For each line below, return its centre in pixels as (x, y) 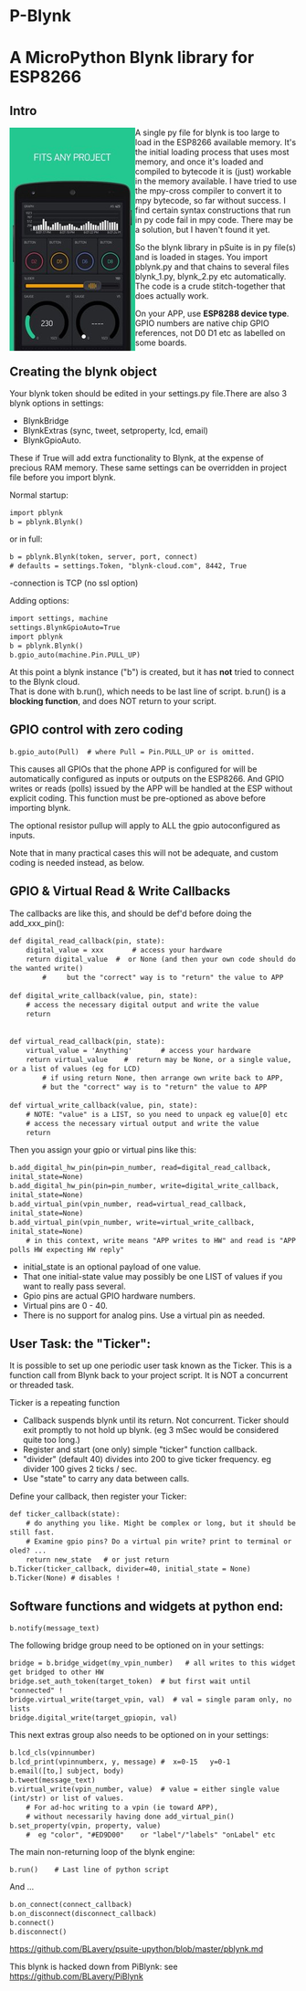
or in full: (26, 539)
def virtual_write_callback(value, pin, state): (104, 1105)
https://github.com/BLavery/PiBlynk (76, 1976)
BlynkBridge (46, 421)
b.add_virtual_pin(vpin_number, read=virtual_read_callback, (128, 1204)
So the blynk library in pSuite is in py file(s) (216, 248)
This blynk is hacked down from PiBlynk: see (94, 1967)
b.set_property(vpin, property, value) (85, 1826)
